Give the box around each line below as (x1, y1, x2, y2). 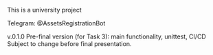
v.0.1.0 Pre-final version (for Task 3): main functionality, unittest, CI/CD (7, 32, 206, 41)
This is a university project (7, 6, 82, 14)
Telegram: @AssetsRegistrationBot (7, 19, 106, 27)
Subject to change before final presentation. (7, 40, 132, 47)
